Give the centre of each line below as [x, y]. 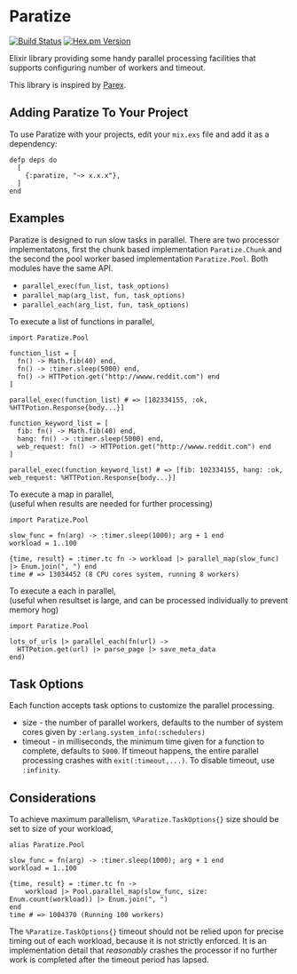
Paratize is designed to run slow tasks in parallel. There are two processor [145, 240]
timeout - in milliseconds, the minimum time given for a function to [143, 742]
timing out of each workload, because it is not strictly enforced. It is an [138, 941]
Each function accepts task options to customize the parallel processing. [142, 706]
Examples [37, 218]
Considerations [53, 798]
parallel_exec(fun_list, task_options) [96, 286]
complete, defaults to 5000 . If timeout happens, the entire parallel [140, 751]
